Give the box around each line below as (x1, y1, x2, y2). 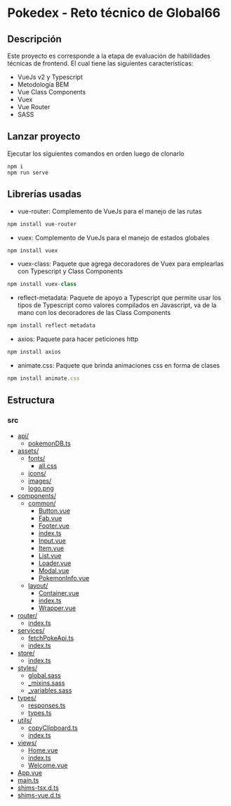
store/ (17, 648, 35, 657)
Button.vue (38, 506, 70, 515)
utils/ (17, 716, 32, 724)
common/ (27, 499, 56, 507)
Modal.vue (38, 566, 70, 575)
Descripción (7, 33, 62, 45)
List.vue (38, 551, 62, 559)
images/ (27, 476, 52, 485)
